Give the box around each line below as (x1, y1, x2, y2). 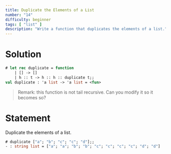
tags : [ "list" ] (5, 21, 42, 27)
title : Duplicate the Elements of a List (5, 7, 95, 13)
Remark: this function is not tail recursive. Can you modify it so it (17, 89, 154, 95)
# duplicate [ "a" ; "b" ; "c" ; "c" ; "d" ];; (5, 139, 95, 144)
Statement (5, 112, 51, 124)
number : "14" (5, 12, 33, 17)
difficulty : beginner (5, 17, 51, 22)
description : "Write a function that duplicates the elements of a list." (5, 27, 167, 32)
